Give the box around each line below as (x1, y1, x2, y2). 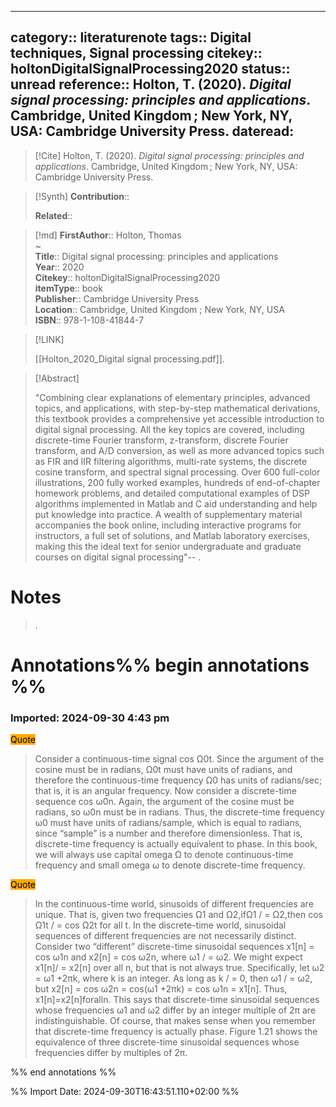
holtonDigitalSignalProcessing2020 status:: (10, 61, 291, 78)
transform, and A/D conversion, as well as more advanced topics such (34, 444, 325, 456)
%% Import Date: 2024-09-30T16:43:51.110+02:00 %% (10, 1086, 240, 1098)
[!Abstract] (34, 372, 80, 384)
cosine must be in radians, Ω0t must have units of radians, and (34, 764, 293, 776)
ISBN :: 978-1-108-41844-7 (34, 314, 145, 326)
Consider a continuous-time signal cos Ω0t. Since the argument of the (34, 753, 325, 765)
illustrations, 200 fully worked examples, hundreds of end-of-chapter (34, 476, 321, 488)
